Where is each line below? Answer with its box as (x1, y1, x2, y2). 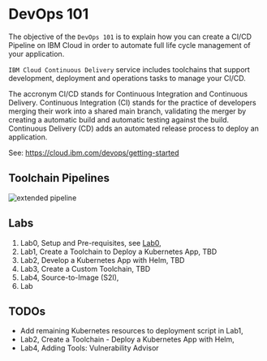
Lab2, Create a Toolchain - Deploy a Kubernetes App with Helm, (19, 334, 235, 345)
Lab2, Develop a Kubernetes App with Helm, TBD (19, 255, 185, 264)
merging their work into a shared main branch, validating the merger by (8, 106, 247, 116)
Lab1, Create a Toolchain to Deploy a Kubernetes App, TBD (19, 247, 217, 256)
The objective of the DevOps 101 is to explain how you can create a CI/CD (8, 32, 252, 41)
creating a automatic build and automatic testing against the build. (8, 114, 230, 124)
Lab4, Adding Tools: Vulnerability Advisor (19, 343, 160, 353)
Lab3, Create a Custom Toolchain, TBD (19, 264, 151, 273)
